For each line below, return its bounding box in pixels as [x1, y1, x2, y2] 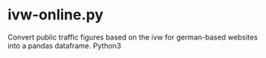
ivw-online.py [7, 6, 104, 24]
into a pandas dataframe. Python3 [7, 40, 122, 50]
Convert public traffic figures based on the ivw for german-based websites [7, 32, 259, 42]
